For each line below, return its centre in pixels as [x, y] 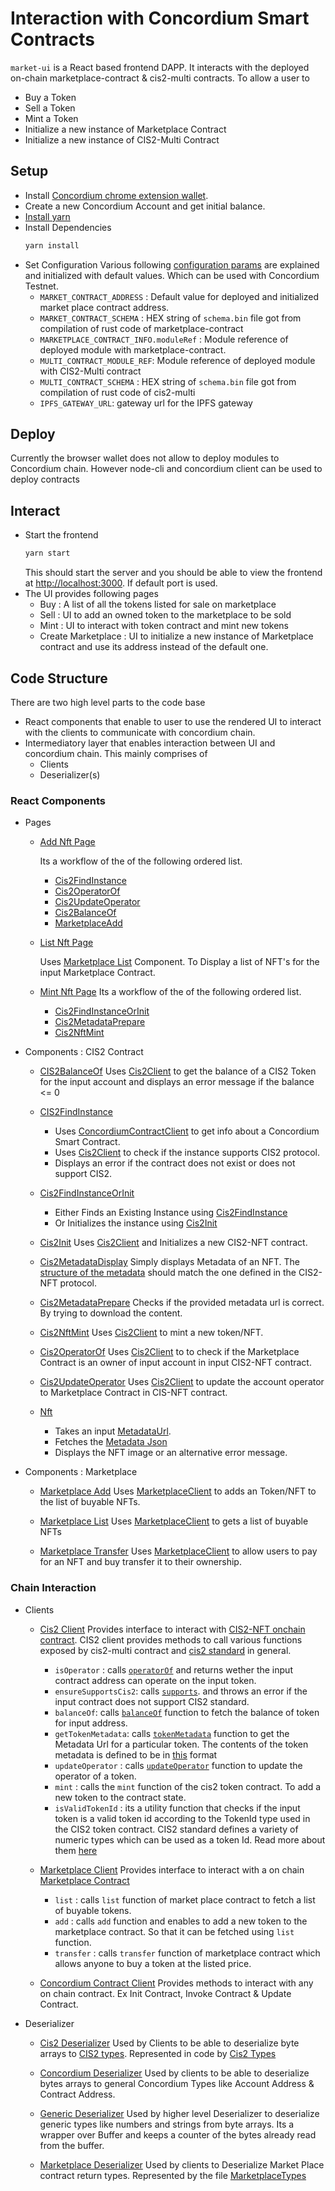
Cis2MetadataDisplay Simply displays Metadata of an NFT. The [169, 1262]
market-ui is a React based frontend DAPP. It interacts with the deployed [160, 67]
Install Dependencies [68, 227]
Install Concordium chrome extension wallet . [116, 195]
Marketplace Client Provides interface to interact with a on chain [172, 1869]
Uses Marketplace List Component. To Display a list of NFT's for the [179, 962]
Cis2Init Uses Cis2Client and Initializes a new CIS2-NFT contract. [173, 1243]
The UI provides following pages [91, 594]
